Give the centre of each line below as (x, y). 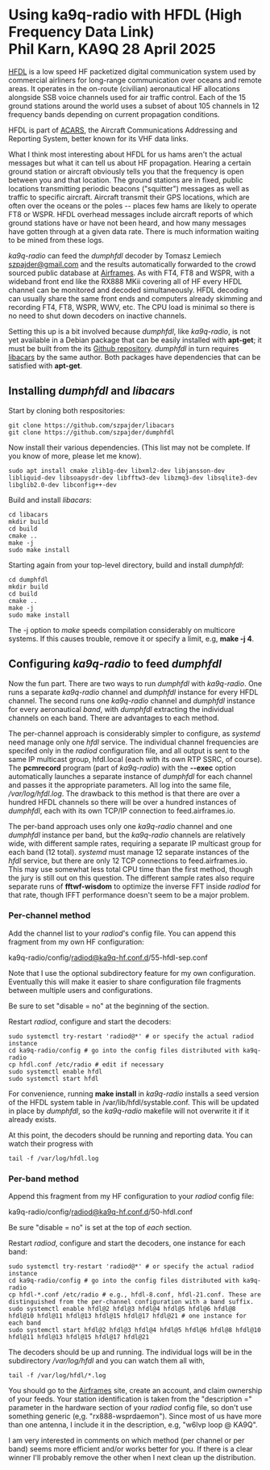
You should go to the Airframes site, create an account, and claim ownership (135, 1391)
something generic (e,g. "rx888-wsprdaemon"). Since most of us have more (135, 1416)
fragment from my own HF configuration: (77, 941)
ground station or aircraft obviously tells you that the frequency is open (126, 171)
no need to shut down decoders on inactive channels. (98, 316)
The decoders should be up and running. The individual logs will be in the (130, 1352)
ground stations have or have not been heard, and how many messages (127, 223)
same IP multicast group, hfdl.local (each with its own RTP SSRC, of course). (135, 759)
